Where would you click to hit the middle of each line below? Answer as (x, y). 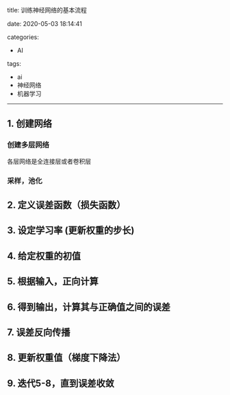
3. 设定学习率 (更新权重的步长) (71, 231)
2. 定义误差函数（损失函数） (66, 205)
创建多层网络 (28, 145)
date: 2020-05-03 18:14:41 (44, 24)
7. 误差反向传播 (39, 332)
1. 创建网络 (30, 124)
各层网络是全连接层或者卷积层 (49, 161)
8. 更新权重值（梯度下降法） (66, 358)
